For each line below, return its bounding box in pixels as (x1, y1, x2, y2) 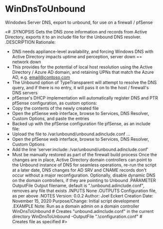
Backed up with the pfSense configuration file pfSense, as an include (12, 120, 150, 127)
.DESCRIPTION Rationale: (5, 39, 56, 45)
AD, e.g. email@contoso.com (12, 74, 70, 80)
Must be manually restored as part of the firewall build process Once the (12, 151, 157, 157)
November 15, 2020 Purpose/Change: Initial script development (12, 198, 140, 204)
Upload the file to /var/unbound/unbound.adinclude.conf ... (12, 131, 130, 137)
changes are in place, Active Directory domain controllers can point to (12, 157, 152, 163)
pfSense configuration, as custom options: (12, 100, 98, 106)
